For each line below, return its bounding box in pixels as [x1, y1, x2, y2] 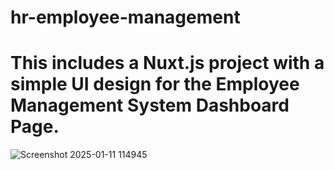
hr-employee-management [10, 6, 241, 29]
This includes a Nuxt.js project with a [10, 52, 325, 75]
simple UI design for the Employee [10, 73, 300, 96]
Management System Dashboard [10, 94, 290, 117]
